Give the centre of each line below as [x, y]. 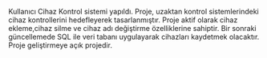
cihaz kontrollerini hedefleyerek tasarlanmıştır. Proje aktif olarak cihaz [123, 20]
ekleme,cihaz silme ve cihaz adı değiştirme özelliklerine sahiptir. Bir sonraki [132, 28]
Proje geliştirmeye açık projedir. [60, 45]
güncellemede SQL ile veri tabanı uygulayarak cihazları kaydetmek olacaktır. [134, 37]
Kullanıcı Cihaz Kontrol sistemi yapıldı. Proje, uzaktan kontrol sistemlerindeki [133, 12]
